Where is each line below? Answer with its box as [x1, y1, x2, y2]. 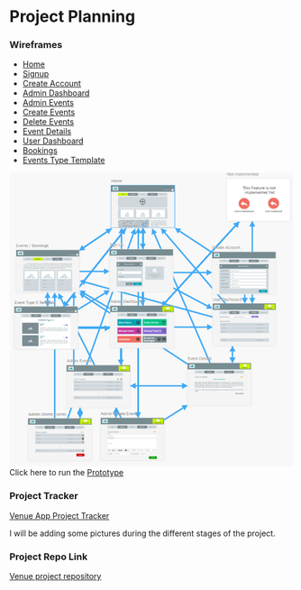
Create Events [22, 106, 76, 118]
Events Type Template [22, 155, 105, 166]
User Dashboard [22, 135, 84, 146]
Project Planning [9, 6, 136, 27]
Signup [22, 69, 50, 79]
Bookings [22, 145, 59, 156]
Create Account [22, 78, 81, 89]
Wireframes [9, 39, 63, 51]
